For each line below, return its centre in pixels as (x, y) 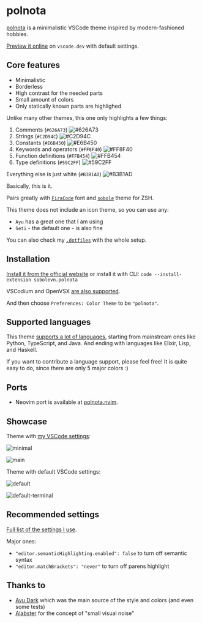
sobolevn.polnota (56, 280)
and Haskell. (22, 350)
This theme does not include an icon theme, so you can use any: (88, 209)
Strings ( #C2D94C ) (36, 136)
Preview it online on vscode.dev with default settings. (73, 46)
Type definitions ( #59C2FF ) (48, 162)
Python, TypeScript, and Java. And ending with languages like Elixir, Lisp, (99, 343)
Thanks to (26, 585)
